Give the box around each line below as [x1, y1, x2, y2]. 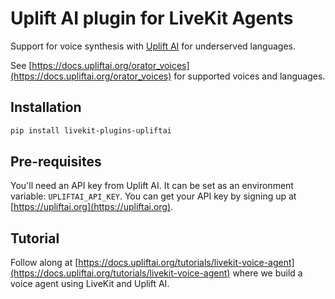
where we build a [232, 267, 303, 279]
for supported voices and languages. [173, 70, 326, 82]
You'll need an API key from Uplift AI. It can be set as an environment [10, 180, 294, 192]
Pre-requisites [10, 153, 102, 171]
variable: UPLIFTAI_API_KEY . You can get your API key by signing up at [10, 190, 297, 202]
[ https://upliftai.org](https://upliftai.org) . [10, 201, 174, 213]
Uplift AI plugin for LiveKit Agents [10, 7, 294, 30]
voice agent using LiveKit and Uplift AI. [10, 278, 170, 290]
